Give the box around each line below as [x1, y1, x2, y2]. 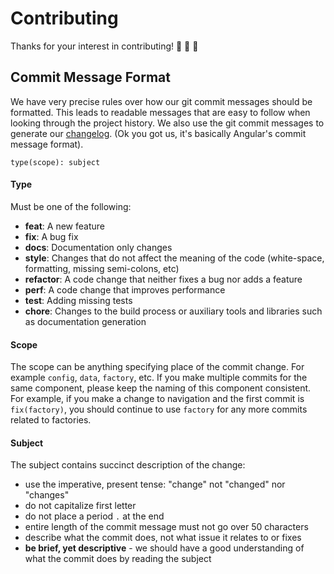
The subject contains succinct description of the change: [10, 459, 246, 471]
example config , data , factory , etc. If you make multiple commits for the [10, 372, 308, 384]
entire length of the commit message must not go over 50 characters [24, 521, 309, 533]
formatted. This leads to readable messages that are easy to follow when [10, 106, 311, 118]
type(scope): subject [10, 157, 101, 167]
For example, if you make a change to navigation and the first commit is [10, 393, 305, 405]
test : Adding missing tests [24, 294, 133, 306]
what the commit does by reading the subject [24, 553, 212, 565]
